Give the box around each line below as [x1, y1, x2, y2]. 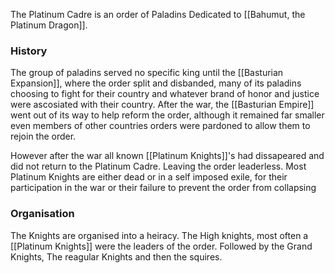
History [10, 44, 48, 58]
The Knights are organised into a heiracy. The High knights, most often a [10, 229, 309, 241]
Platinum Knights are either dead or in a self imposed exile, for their [10, 171, 288, 183]
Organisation [10, 207, 75, 221]
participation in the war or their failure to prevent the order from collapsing [10, 182, 317, 194]
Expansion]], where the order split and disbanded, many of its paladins [10, 77, 302, 89]
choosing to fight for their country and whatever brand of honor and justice [10, 88, 320, 100]
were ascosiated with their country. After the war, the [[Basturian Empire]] [10, 99, 315, 111]
